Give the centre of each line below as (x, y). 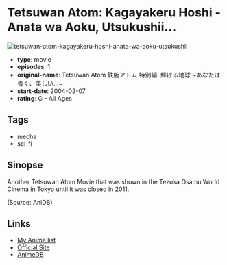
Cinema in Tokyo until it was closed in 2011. (68, 189)
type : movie (34, 59)
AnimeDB (30, 255)
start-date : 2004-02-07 (51, 91)
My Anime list (36, 240)
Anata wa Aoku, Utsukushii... (92, 27)
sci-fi (24, 143)
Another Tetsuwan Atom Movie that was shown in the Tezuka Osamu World (113, 181)
